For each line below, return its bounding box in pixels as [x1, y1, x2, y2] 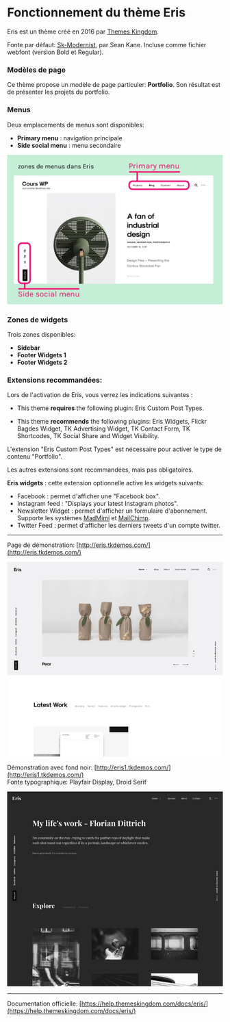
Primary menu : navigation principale [16, 133, 123, 142]
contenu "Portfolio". [7, 452, 63, 461]
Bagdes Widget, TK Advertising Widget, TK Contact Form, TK [16, 424, 190, 433]
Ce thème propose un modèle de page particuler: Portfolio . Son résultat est [7, 81, 220, 89]
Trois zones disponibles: [7, 331, 76, 339]
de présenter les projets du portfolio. [7, 88, 111, 97]
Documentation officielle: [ [7, 999, 82, 1008]
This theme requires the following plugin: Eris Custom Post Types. [16, 404, 204, 412]
